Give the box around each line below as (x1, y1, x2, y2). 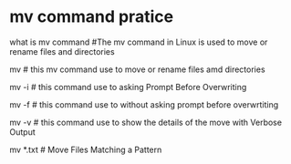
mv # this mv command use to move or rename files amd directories (9, 64, 266, 75)
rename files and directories (9, 46, 116, 56)
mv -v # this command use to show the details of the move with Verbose (9, 117, 283, 128)
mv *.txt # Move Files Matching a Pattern (9, 144, 162, 155)
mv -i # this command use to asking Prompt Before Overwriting (9, 81, 247, 92)
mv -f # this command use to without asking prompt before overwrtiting (9, 98, 279, 110)
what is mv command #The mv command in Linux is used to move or (9, 36, 268, 47)
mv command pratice (9, 6, 174, 27)
